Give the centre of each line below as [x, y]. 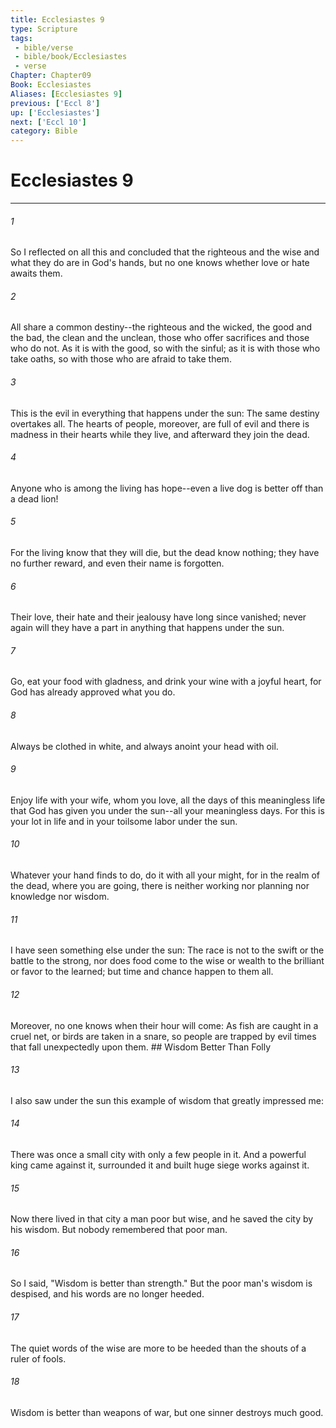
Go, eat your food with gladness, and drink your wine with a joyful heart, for [166, 682]
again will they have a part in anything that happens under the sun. [147, 628]
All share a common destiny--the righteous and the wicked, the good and [161, 327]
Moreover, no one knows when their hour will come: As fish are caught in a [164, 1025]
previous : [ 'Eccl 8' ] [55, 103]
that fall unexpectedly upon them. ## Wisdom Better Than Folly [141, 1047]
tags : [21, 38]
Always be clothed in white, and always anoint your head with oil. [144, 746]
